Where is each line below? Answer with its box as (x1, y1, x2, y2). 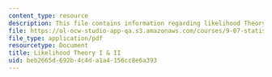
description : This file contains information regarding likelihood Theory (8, 19, 266, 27)
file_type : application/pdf (8, 34, 104, 43)
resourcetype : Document (8, 42, 89, 50)
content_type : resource (8, 11, 89, 20)
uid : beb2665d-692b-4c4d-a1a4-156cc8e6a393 (8, 57, 158, 65)
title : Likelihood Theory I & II (8, 49, 121, 57)
